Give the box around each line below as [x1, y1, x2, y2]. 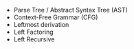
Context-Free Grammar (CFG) [13, 13, 98, 21]
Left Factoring [13, 28, 54, 36]
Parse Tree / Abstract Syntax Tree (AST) [13, 6, 129, 14]
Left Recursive [13, 35, 55, 43]
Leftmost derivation [13, 21, 69, 28]
